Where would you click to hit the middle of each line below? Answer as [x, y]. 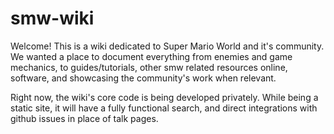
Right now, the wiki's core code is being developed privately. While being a [164, 97]
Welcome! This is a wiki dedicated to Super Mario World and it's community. [167, 46]
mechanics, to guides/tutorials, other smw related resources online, [149, 67]
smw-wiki [52, 18]
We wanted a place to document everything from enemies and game [151, 56]
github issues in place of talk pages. [84, 118]
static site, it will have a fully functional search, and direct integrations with [164, 108]
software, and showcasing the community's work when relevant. [143, 78]
